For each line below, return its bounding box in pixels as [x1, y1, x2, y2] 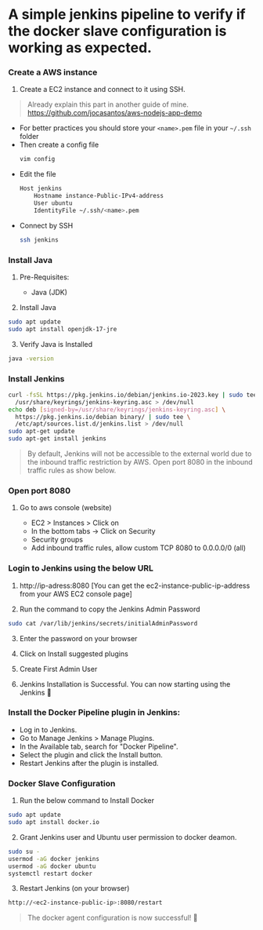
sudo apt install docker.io [8, 819, 100, 826]
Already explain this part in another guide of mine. [27, 100, 189, 109]
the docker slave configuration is [8, 22, 227, 40]
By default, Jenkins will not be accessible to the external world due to [27, 449, 252, 458]
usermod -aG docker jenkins [8, 855, 100, 863]
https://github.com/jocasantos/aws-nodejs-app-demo [27, 108, 202, 118]
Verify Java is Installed [19, 339, 93, 348]
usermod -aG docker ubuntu [8, 862, 96, 870]
